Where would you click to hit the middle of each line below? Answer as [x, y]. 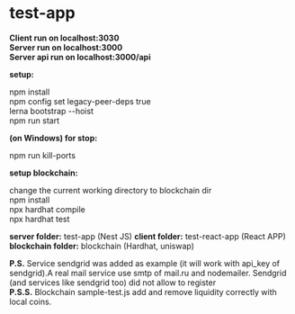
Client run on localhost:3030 [64, 38]
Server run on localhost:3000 [66, 47]
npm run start [35, 121]
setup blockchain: [44, 173]
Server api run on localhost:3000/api [80, 57]
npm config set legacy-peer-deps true [80, 101]
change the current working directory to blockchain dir [111, 190]
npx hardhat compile [47, 209]
